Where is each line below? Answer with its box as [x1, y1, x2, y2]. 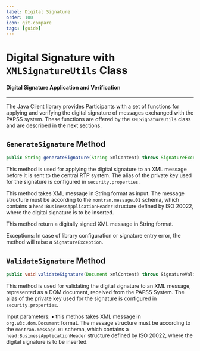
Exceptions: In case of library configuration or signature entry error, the [6, 232, 181, 239]
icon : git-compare [6, 20, 52, 26]
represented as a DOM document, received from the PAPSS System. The [6, 289, 185, 296]
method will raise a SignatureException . [6, 238, 104, 245]
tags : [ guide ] [6, 25, 42, 32]
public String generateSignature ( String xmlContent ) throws [6, 155, 159, 161]
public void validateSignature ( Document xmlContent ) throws [6, 272, 159, 278]
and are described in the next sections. [6, 122, 102, 129]
